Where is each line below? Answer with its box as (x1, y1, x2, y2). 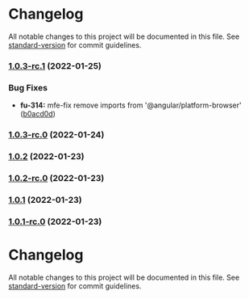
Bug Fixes (8, 82, 48, 93)
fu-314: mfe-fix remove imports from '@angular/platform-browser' (19, 100, 242, 110)
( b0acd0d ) (19, 109, 56, 119)
